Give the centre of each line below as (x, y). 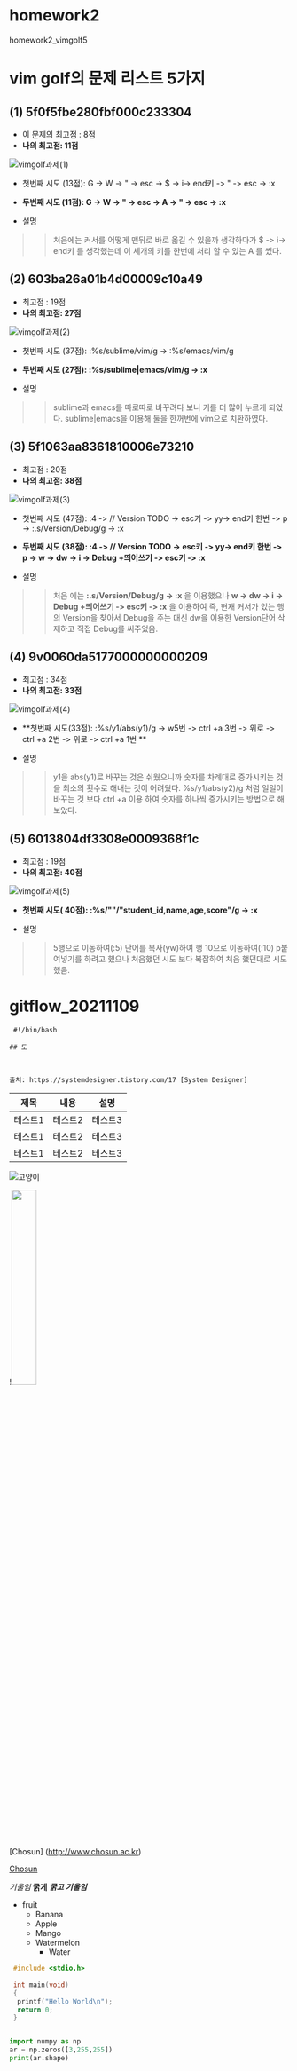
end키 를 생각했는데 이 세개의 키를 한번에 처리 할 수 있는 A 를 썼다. (167, 250)
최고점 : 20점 (45, 469)
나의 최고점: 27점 (51, 312)
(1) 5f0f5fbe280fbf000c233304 (101, 112)
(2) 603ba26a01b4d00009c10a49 (106, 279)
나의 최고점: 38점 (52, 480)
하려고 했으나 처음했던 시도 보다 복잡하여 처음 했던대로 (177, 959)
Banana (49, 1915)
